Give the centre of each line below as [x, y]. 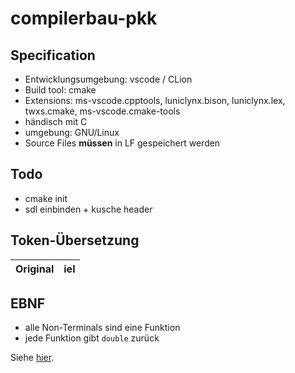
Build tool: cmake [60, 90]
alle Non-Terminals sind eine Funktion [102, 328]
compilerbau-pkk [84, 18]
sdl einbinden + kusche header [88, 209]
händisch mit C [56, 121]
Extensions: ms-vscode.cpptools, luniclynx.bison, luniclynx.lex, [155, 100]
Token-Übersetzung [75, 240]
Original [35, 269]
